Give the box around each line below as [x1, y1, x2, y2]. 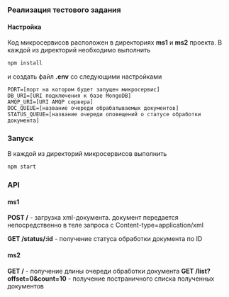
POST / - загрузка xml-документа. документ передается [7, 213, 179, 222]
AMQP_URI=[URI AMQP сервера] [7, 99, 94, 106]
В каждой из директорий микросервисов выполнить [7, 150, 167, 158]
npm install [7, 60, 43, 67]
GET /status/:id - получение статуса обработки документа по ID [7, 235, 203, 243]
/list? [195, 267, 211, 275]
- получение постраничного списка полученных [67, 274, 215, 283]
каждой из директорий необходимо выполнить [7, 46, 151, 55]
